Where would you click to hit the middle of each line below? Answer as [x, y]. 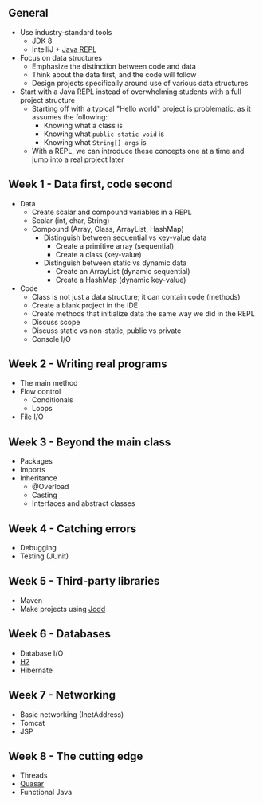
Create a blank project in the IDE [84, 305]
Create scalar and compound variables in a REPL [112, 212]
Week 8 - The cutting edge [76, 756]
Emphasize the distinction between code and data [114, 66]
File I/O [31, 417]
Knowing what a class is [83, 125]
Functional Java [46, 793]
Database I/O [41, 653]
